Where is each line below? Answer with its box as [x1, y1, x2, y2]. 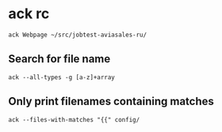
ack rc [8, 5, 50, 23]
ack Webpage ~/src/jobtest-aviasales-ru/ [8, 31, 147, 39]
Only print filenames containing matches [8, 95, 214, 108]
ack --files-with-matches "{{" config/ [8, 115, 140, 123]
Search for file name [8, 52, 111, 66]
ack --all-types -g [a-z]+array [8, 73, 115, 81]
